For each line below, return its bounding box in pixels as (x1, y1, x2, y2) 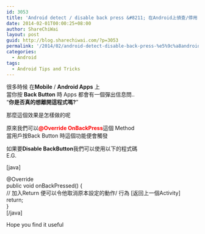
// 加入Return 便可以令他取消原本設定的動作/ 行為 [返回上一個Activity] (6, 189, 181, 197)
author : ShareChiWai (6, 26, 59, 32)
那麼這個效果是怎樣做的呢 (6, 111, 71, 119)
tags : (6, 60, 20, 66)
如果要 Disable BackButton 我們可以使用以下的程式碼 (6, 145, 138, 153)
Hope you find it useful (6, 221, 64, 229)
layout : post (6, 32, 40, 38)
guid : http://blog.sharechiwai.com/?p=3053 (6, 37, 119, 43)
